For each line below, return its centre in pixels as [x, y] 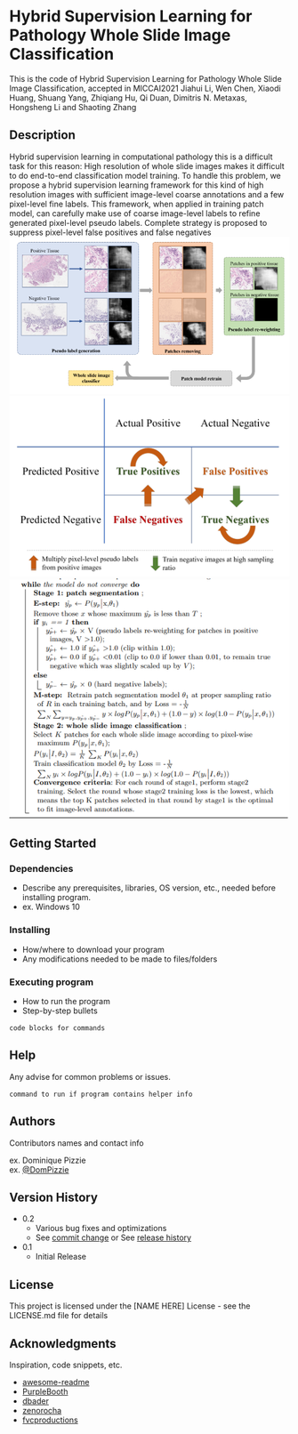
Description [42, 135]
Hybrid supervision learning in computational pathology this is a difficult [141, 157]
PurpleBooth [45, 1392]
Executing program [52, 982]
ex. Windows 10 [51, 907]
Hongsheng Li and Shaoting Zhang [73, 107]
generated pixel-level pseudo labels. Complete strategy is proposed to [138, 222]
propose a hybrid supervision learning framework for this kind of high [137, 185]
